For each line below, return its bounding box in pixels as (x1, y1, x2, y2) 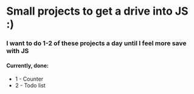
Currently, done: (6, 62, 49, 69)
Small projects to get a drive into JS (6, 4, 189, 18)
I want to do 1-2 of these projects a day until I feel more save (6, 39, 187, 48)
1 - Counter (15, 75, 44, 83)
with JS (6, 47, 29, 56)
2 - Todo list (15, 82, 46, 89)
